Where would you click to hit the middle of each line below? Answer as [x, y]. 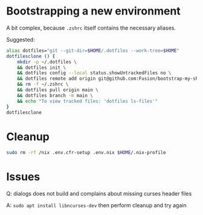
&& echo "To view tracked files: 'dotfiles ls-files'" [88, 101]
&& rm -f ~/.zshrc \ [43, 85]
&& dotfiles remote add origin [56, 79]
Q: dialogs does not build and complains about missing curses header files [99, 194]
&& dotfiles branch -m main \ [55, 95]
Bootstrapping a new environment [94, 11]
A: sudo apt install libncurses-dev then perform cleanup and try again [96, 205]
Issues [23, 177]
